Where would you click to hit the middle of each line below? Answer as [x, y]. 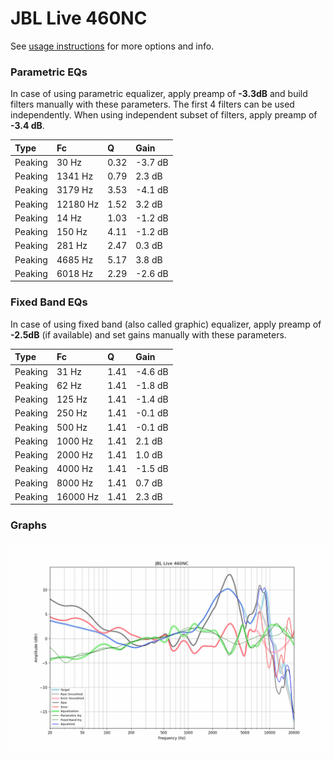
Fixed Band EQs [49, 302]
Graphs [28, 525]
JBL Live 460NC [79, 18]
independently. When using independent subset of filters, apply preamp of [164, 115]
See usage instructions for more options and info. [112, 46]
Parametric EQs [49, 72]
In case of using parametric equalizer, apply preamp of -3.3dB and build [159, 94]
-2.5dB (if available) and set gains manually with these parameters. [148, 334]
